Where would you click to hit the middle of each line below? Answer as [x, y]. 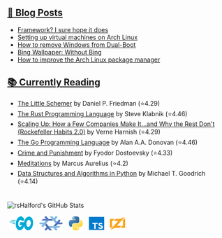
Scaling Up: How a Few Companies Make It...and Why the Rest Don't [116, 124]
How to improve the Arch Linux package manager [89, 59]
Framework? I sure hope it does [63, 29]
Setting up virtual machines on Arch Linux [77, 37]
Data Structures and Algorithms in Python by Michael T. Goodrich [111, 173]
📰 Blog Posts [35, 13]
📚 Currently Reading [54, 82]
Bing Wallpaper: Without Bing [60, 52]
